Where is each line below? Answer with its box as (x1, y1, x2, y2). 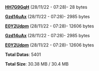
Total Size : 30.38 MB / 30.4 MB (5, 61, 69, 67)
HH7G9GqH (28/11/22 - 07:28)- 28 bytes (5, 4, 87, 10)
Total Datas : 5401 (5, 51, 41, 57)
